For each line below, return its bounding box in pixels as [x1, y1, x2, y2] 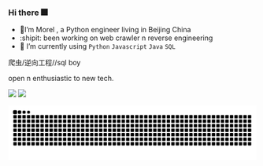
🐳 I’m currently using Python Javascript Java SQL [19, 42, 176, 51]
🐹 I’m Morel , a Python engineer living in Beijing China [19, 25, 191, 35]
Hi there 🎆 [8, 7, 48, 18]
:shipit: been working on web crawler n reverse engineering [19, 33, 213, 42]
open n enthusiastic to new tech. [8, 74, 114, 83]
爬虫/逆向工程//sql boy [8, 58, 81, 68]
